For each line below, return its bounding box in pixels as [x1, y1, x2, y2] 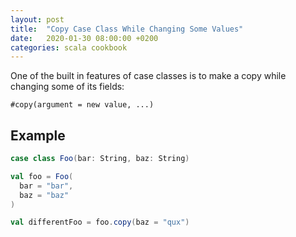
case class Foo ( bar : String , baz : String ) [10, 154, 190, 164]
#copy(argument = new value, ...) [10, 100, 155, 110]
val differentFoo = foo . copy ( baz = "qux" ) [10, 217, 190, 228]
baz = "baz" [19, 190, 70, 200]
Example [10, 127, 66, 144]
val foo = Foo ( [10, 171, 74, 181]
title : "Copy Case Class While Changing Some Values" [10, 24, 244, 34]
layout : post [10, 14, 65, 25]
